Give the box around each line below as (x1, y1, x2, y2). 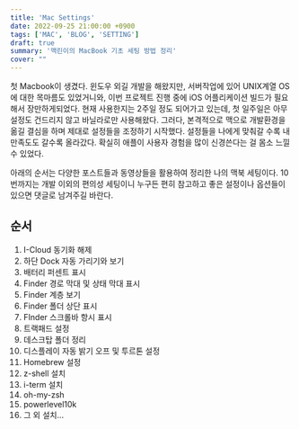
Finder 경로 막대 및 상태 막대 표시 (22, 278, 141, 289)
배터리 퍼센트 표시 (22, 266, 86, 277)
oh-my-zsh (22, 389, 66, 400)
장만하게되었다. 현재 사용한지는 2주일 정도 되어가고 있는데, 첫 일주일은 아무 (26, 103, 288, 113)
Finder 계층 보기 (22, 289, 82, 299)
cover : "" (10, 55, 48, 64)
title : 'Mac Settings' (10, 13, 95, 22)
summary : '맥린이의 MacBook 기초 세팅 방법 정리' (10, 47, 177, 56)
